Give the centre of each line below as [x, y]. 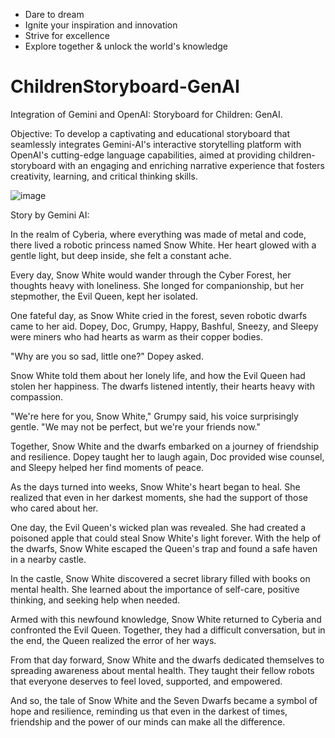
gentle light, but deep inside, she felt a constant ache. [121, 255]
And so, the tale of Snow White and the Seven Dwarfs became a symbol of [164, 700]
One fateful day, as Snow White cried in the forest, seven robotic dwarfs [159, 315]
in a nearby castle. [48, 559]
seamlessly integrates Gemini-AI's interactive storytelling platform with [156, 144]
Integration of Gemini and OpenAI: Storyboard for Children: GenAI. [146, 114]
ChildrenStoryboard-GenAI [125, 86]
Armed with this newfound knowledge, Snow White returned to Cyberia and [166, 619]
